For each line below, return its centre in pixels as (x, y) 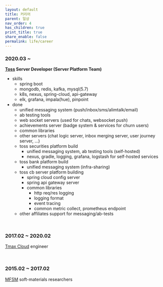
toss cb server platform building (51, 172)
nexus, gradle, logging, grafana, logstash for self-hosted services (92, 156)
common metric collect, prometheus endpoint (80, 209)
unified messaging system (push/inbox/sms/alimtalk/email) (79, 110)
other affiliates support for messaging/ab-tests (66, 214)
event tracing (47, 203)
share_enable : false (26, 37)
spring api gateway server (53, 183)
